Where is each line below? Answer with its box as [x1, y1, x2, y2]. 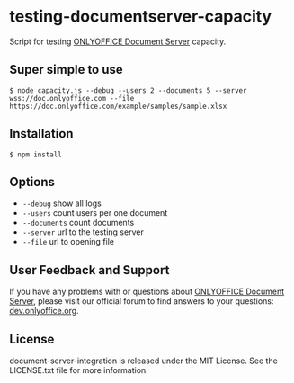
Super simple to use [9, 62, 123, 77]
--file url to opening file [22, 236, 115, 247]
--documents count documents [22, 218, 135, 228]
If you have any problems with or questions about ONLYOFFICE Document [9, 286, 285, 298]
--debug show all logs [22, 198, 102, 209]
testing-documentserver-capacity [9, 6, 272, 27]
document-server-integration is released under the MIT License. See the [9, 355, 279, 366]
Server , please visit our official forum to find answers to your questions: [9, 296, 274, 307]
